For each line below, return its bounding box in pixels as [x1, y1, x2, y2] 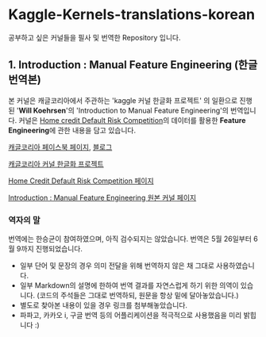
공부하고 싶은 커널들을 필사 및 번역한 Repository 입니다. [8, 33, 181, 42]
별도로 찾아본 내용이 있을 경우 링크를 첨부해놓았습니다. [19, 301, 188, 310]
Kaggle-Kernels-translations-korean [8, 6, 256, 24]
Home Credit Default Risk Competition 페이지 [8, 176, 154, 186]
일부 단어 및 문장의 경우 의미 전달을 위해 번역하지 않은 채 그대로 [19, 261, 214, 270]
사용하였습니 [215, 261, 256, 270]
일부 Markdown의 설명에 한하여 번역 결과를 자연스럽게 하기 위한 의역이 [19, 281, 239, 290]
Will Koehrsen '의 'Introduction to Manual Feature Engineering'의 [18, 105, 229, 115]
